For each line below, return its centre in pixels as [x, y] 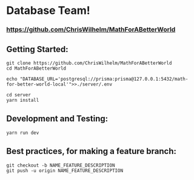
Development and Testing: [57, 119]
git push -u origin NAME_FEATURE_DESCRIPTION [65, 170]
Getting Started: [37, 49]
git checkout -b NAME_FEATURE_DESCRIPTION [61, 165]
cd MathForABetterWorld [36, 68]
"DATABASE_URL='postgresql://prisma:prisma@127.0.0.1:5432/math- [104, 79]
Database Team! [48, 11]
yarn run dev [23, 133]
